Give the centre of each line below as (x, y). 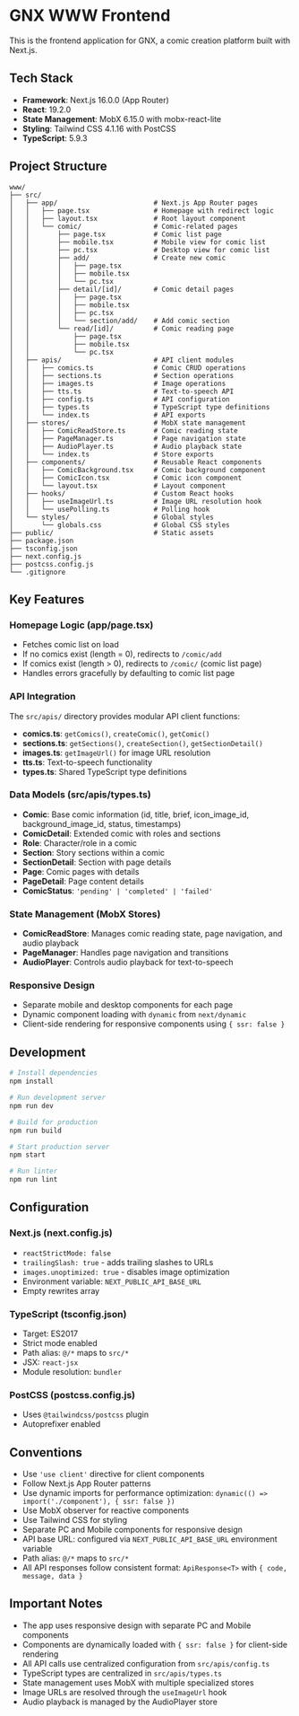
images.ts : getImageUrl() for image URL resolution (116, 752)
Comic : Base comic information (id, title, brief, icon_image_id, (136, 814)
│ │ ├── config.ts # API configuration (120, 399)
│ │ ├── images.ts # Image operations (118, 383)
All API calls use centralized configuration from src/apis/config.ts (146, 1663)
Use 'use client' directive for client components (113, 1474)
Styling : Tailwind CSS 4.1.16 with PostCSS (99, 128)
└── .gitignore (38, 572)
